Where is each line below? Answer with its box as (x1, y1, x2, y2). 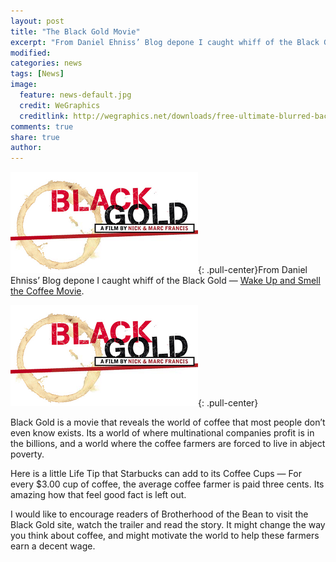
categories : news (10, 58, 83, 69)
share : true (10, 132, 60, 142)
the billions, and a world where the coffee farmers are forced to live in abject (10, 438, 326, 450)
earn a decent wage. (10, 540, 96, 552)
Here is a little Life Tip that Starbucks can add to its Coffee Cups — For (10, 468, 302, 480)
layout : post (10, 16, 65, 26)
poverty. (10, 448, 45, 460)
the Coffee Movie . (10, 285, 85, 297)
